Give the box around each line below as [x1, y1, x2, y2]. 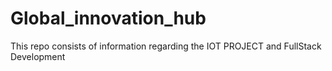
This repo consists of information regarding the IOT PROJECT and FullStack [10, 40, 322, 52]
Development [10, 50, 66, 62]
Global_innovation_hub [10, 7, 207, 30]
